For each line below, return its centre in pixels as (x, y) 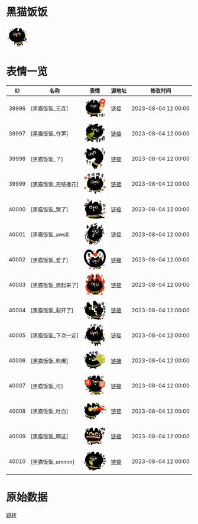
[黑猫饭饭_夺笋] (49, 134)
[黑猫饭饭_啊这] (49, 436)
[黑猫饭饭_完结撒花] (54, 184)
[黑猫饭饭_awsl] (50, 235)
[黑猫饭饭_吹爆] (49, 361)
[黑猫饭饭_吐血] (49, 411)
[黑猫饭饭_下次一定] (54, 335)
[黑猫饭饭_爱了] (49, 260)
